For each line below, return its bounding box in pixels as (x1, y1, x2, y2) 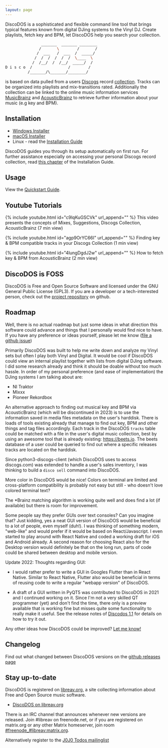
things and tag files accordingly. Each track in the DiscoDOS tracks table (5, 425, 156, 431)
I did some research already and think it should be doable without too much (5, 363, 161, 369)
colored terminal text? (5, 487, 51, 493)
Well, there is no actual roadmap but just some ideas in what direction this (5, 322, 158, 328)
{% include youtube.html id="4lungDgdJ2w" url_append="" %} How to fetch (5, 250, 163, 256)
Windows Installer (12, 127, 50, 133)
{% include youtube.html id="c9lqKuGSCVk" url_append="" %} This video (5, 214, 159, 221)
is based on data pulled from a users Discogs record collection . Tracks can (5, 78, 160, 84)
